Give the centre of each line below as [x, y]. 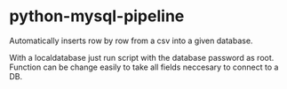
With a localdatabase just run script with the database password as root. [142, 57]
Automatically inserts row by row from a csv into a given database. [131, 41]
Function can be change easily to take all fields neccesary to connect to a [144, 67]
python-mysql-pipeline [97, 16]
